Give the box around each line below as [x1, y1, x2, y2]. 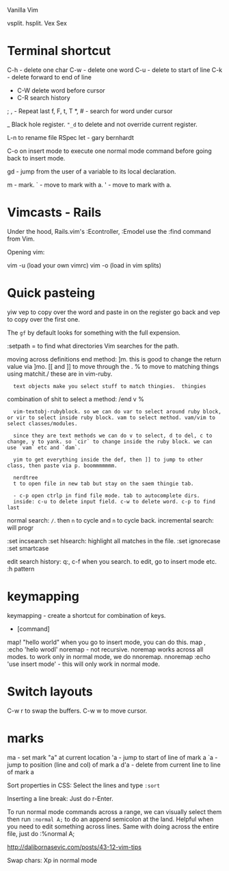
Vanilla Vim [7, 6, 39, 14]
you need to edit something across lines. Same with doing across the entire [7, 822, 219, 831]
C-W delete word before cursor [16, 86, 106, 95]
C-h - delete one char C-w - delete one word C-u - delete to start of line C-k [7, 65, 223, 74]
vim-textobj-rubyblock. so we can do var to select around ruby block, [13, 408, 222, 415]
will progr [7, 523, 34, 532]
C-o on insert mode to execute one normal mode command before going [7, 147, 212, 155]
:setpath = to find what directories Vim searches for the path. [7, 342, 179, 350]
